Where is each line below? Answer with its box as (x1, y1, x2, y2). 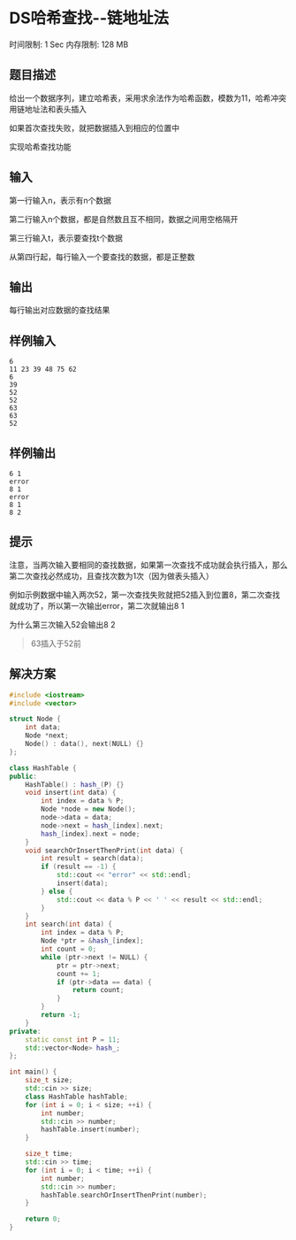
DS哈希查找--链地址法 (9, 8, 170, 28)
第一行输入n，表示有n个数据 (9, 195, 112, 205)
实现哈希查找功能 (9, 141, 72, 151)
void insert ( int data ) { (25, 789, 117, 797)
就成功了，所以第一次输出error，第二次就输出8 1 (9, 600, 185, 611)
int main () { (9, 1067, 57, 1076)
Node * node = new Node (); (41, 805, 137, 814)
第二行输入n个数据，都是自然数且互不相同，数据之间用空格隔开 (9, 213, 239, 224)
